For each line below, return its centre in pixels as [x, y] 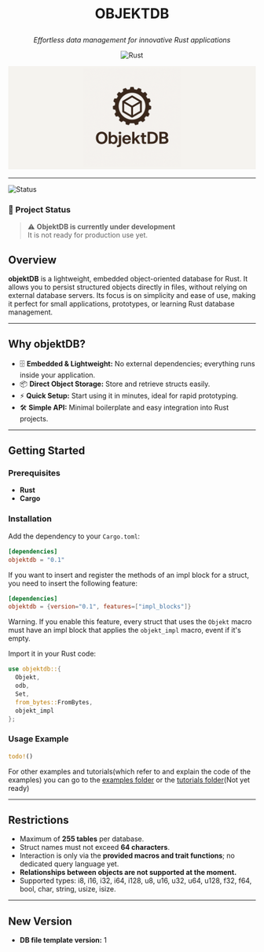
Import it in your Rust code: [52, 654]
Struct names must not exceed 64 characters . [95, 847]
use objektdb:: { [35, 669]
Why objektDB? [47, 344]
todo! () [21, 756]
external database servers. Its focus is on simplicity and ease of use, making [132, 295]
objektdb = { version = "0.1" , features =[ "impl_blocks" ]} [100, 607]
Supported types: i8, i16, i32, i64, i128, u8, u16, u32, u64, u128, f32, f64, [136, 880]
